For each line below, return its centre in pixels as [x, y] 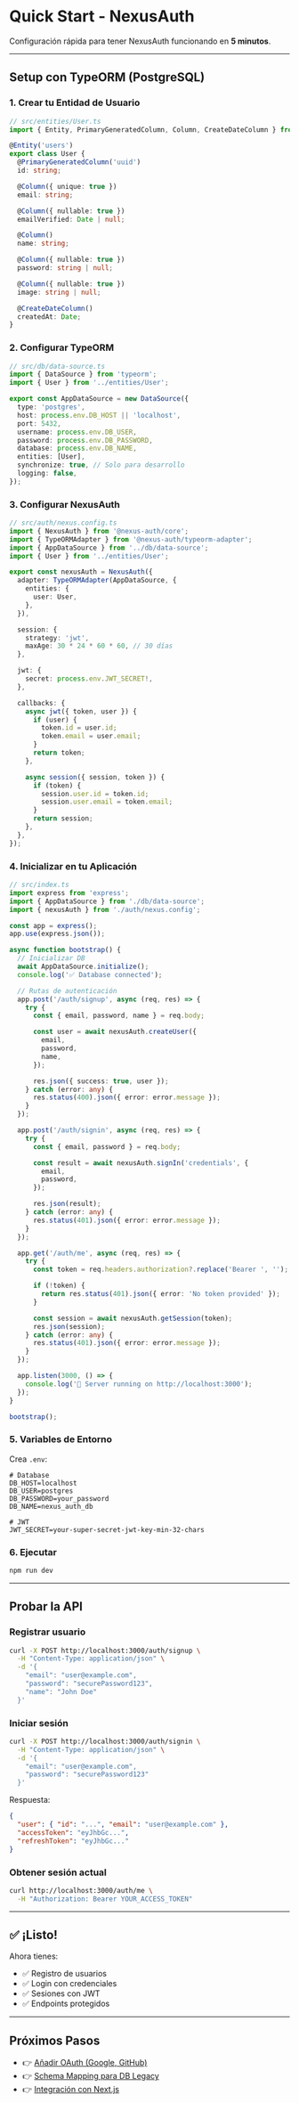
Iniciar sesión [39, 1723]
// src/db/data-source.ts [57, 366]
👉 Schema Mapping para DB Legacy [91, 2076]
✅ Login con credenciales [69, 1984]
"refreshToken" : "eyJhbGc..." [73, 1841]
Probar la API [46, 1606]
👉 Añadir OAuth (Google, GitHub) [85, 2063]
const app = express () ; [53, 925]
